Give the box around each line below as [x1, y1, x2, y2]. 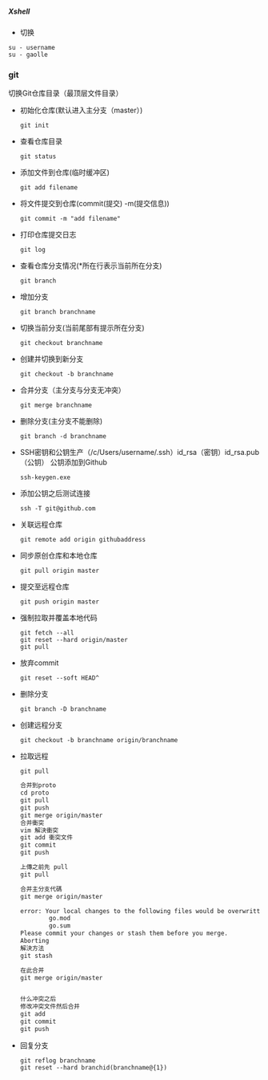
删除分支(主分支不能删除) [19, 416, 103, 426]
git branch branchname [19, 308, 96, 316]
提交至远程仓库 [19, 582, 70, 591]
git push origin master [19, 598, 100, 606]
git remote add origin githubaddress [19, 536, 146, 544]
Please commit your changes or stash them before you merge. [19, 929, 229, 938]
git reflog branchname [19, 1056, 96, 1065]
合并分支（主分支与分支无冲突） [19, 385, 126, 395]
